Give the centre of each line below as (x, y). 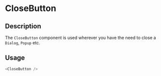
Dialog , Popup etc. (23, 43)
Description (23, 26)
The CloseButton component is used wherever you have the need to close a (80, 38)
